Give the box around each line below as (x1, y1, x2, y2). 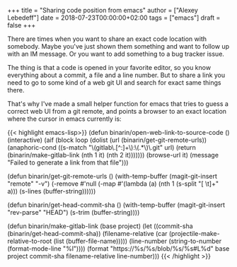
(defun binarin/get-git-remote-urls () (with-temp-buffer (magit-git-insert (7, 172, 218, 180)
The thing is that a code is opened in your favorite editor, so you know (7, 64, 211, 71)
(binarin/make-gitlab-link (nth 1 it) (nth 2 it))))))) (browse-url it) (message (7, 151, 219, 159)
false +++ (7, 21, 36, 29)
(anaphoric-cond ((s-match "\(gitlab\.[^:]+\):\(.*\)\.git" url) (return (7, 143, 197, 151)
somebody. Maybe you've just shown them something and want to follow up (7, 42, 230, 50)
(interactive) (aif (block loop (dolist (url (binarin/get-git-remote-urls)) (7, 136, 207, 144)
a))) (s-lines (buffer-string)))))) (7, 187, 96, 195)
